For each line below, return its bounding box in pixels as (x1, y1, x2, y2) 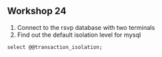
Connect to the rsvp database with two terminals (16, 23, 156, 31)
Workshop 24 (7, 5, 67, 17)
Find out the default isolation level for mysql (16, 31, 141, 39)
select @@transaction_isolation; (7, 43, 103, 50)
